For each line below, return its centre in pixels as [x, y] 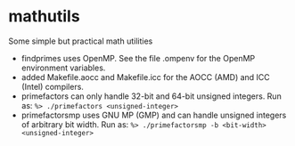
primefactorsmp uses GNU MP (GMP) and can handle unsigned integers [154, 115]
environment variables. [63, 68]
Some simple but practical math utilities [81, 41]
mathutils [45, 16]
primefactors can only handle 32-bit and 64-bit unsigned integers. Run [151, 96]
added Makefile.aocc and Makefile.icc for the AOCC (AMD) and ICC [146, 77]
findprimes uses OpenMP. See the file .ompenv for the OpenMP [138, 58]
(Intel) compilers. [52, 86]
